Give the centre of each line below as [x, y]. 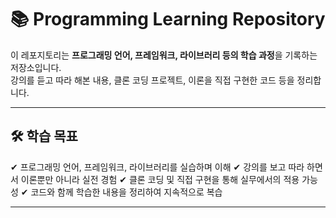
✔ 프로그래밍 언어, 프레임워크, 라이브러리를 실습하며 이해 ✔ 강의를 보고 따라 [157, 167]
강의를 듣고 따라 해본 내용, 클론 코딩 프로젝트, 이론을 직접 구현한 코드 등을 [152, 80]
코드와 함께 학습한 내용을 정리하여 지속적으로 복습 [126, 192]
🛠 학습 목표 [44, 136]
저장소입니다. [36, 67]
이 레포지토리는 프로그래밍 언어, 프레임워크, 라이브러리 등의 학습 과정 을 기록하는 [164, 55]
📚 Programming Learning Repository [168, 19]
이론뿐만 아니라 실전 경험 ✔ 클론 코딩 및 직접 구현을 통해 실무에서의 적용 [160, 179]
